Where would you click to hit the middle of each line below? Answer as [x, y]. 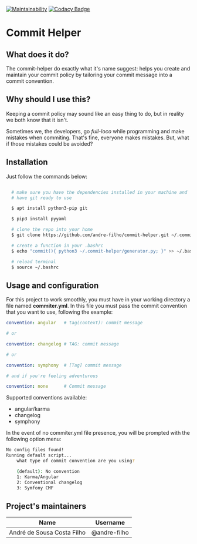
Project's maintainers [46, 506]
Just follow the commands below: [47, 176]
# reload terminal [34, 261]
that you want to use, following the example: [60, 312]
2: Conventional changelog [50, 482]
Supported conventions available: [46, 398]
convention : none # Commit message [56, 387]
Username [110, 523]
